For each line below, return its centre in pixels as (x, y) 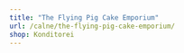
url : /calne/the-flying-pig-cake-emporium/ (92, 26)
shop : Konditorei (42, 34)
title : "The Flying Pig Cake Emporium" (84, 18)
